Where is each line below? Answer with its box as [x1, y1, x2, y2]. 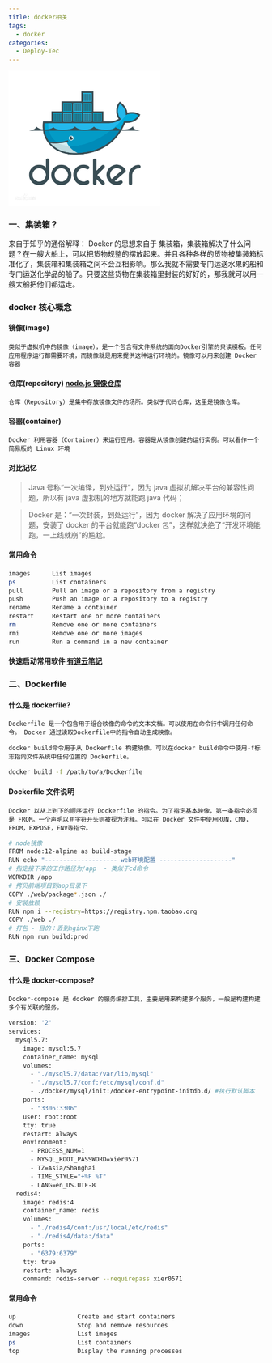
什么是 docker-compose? [8, 975, 95, 985]
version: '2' [8, 1019, 53, 1027]
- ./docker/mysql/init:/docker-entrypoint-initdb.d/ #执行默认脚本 [29, 1087, 255, 1096]
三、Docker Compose [8, 953, 95, 965]
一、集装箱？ [8, 219, 59, 230]
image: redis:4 [23, 1198, 74, 1206]
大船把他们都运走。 [15, 279, 79, 289]
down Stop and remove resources [8, 1322, 168, 1330]
